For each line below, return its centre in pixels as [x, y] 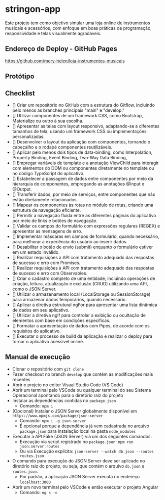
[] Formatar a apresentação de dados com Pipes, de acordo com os [81, 325]
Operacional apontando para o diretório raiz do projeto [67, 395]
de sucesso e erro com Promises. [46, 263]
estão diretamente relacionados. [45, 199]
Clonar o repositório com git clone [48, 369]
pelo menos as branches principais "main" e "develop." [68, 110]
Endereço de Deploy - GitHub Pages [61, 49]
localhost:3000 [35, 482]
